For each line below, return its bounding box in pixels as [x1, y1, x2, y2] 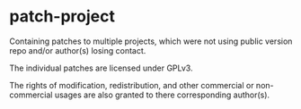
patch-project [9, 6, 115, 27]
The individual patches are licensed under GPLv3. [9, 63, 193, 73]
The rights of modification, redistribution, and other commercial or [9, 80, 254, 90]
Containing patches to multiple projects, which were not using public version [9, 36, 293, 46]
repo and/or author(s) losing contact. [9, 45, 146, 55]
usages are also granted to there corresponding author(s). [54, 89, 270, 100]
